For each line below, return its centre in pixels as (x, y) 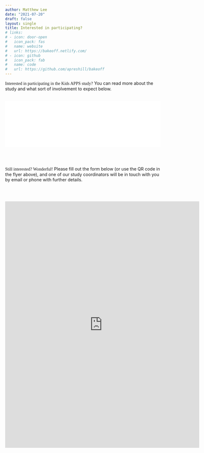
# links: (14, 33)
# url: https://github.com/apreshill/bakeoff (55, 70)
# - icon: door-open (26, 37)
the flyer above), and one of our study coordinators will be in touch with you (82, 174)
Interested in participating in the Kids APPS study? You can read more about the (79, 83)
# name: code (21, 65)
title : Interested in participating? (44, 28)
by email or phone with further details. (44, 180)
